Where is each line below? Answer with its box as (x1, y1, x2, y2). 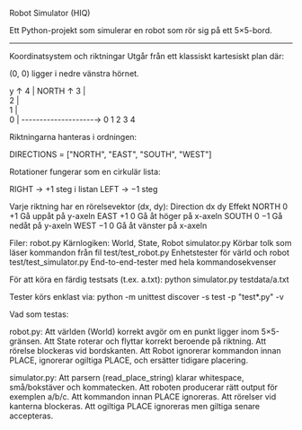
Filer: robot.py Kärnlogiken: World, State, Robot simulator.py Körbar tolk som (9, 238, 292, 248)
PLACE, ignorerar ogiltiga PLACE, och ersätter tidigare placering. (9, 355, 249, 365)
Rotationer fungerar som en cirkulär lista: (9, 166, 161, 177)
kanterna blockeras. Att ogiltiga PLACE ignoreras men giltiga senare (9, 401, 261, 411)
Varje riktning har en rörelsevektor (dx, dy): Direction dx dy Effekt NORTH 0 (9, 201, 289, 212)
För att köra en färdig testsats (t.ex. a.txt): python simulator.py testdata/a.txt (9, 274, 289, 285)
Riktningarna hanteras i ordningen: (9, 132, 138, 142)
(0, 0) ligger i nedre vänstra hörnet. (9, 68, 139, 79)
